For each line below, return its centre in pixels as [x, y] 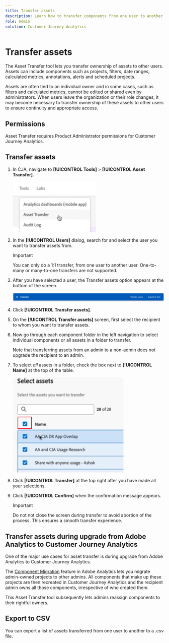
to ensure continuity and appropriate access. [52, 108]
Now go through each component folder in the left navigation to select [85, 335]
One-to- [148, 265]
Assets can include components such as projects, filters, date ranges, [77, 72]
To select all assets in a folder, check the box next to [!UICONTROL [82, 365]
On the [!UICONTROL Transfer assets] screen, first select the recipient [86, 319]
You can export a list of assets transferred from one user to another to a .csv [84, 630]
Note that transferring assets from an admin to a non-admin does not [84, 350]
